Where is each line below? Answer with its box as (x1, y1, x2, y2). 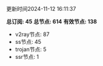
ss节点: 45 (15, 38, 41, 45)
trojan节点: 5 (15, 46, 47, 53)
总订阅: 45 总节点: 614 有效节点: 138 (6, 18, 97, 25)
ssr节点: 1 (15, 53, 39, 60)
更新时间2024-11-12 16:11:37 (6, 5, 76, 12)
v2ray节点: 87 (15, 31, 50, 38)
